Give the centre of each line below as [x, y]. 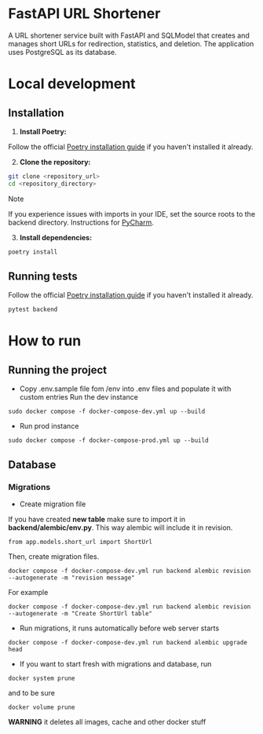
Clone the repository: [55, 162]
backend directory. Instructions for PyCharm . [81, 222]
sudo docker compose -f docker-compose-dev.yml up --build [107, 412]
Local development [72, 84]
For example [28, 592]
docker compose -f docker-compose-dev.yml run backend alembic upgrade [128, 642]
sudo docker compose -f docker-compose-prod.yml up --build [109, 440]
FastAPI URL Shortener [84, 14]
